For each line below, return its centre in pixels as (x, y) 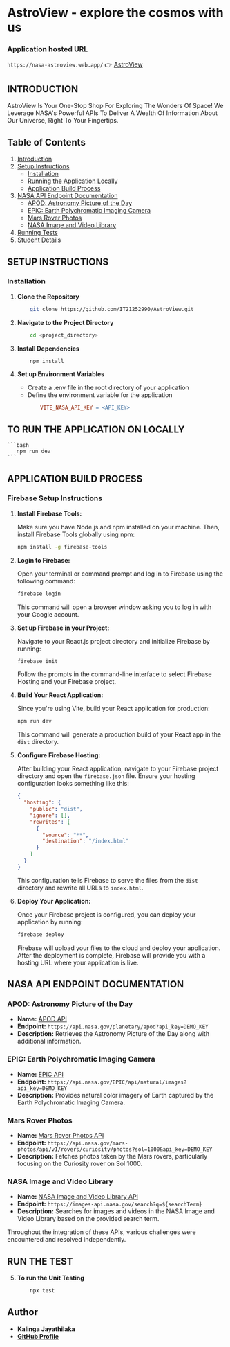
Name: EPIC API (40, 1074)
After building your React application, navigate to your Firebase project (118, 769)
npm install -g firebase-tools (62, 547)
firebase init (37, 661)
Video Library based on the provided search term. (88, 1219)
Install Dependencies (48, 349)
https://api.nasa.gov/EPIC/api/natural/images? (117, 1082)
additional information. (49, 1041)
